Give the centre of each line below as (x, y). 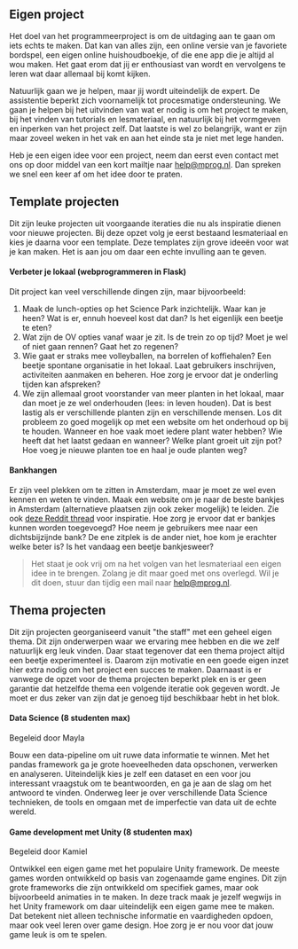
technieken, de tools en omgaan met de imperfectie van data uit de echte (143, 803)
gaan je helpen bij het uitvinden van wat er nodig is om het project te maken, (149, 109)
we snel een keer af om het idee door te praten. (96, 174)
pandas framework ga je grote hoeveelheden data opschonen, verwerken (143, 765)
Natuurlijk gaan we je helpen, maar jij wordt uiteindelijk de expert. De (134, 90)
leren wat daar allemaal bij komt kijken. (80, 74)
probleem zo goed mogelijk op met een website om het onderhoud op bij (155, 421)
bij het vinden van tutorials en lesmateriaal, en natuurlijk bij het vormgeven (145, 119)
